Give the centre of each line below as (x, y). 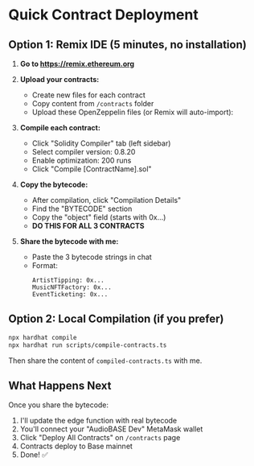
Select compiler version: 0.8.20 (84, 152)
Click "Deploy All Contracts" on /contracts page (100, 438)
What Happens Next (60, 385)
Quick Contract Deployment (103, 15)
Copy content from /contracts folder (93, 103)
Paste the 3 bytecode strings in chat (92, 257)
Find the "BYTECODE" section (82, 208)
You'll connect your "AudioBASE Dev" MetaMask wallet (111, 429)
